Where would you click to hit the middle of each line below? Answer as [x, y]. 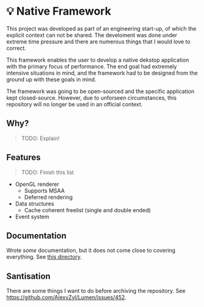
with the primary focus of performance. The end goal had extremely [92, 66]
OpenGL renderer [37, 184]
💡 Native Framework [59, 11]
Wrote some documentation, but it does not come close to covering [91, 250]
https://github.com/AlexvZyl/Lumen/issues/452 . [66, 297]
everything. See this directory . [44, 257]
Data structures [35, 204]
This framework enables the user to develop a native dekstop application [98, 60]
